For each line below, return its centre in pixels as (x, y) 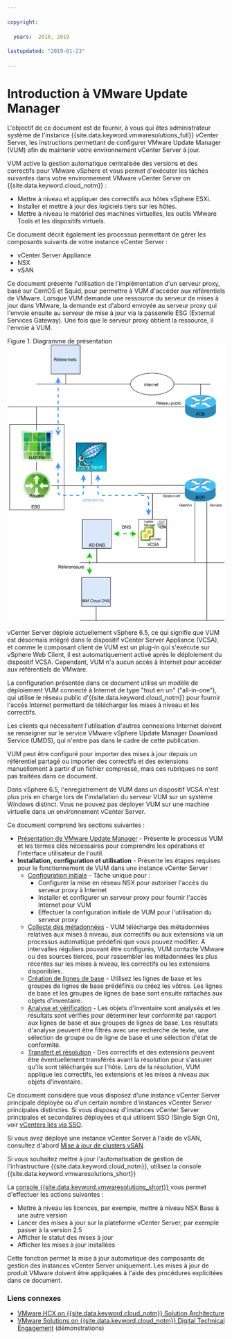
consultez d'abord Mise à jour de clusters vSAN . (76, 1145)
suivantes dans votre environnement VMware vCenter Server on (99, 178)
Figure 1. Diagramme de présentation (60, 341)
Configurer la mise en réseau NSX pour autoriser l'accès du (123, 882)
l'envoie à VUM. (30, 327)
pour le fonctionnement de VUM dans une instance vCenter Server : (114, 868)
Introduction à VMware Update (98, 94)
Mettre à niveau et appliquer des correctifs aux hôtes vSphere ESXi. (114, 198)
